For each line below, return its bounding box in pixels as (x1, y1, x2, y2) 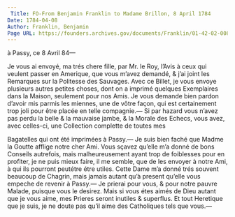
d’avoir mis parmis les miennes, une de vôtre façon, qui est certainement (7, 99, 217, 108)
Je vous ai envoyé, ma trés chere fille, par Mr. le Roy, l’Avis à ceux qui (7, 62, 207, 70)
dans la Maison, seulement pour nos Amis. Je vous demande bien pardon (7, 92, 219, 100)
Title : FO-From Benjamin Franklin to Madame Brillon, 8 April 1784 (10, 10, 211, 17)
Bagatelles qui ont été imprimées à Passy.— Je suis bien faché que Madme (7, 135, 224, 144)
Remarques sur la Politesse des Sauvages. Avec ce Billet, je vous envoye (7, 77, 217, 86)
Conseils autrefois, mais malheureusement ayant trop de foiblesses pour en (7, 150, 225, 158)
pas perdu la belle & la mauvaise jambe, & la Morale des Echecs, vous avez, (7, 114, 225, 123)
